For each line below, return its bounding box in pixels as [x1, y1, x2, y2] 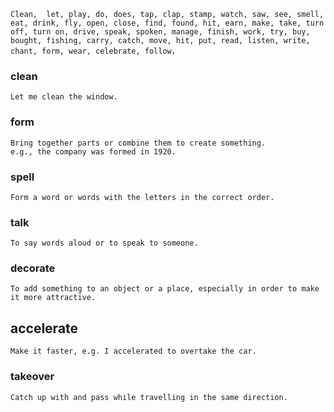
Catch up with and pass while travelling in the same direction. [10, 392, 288, 402]
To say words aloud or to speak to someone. [10, 238, 199, 249]
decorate [10, 261, 56, 275]
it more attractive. [10, 293, 97, 303]
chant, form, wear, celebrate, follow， [10, 46, 180, 56]
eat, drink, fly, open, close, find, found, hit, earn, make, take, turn [10, 18, 325, 28]
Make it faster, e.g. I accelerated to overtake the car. [10, 346, 257, 357]
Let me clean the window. [10, 92, 118, 102]
